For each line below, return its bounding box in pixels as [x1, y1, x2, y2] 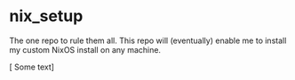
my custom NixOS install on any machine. [9, 44, 162, 55]
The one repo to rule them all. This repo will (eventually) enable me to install [9, 35, 287, 46]
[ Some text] [9, 62, 55, 72]
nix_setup [9, 6, 84, 26]
